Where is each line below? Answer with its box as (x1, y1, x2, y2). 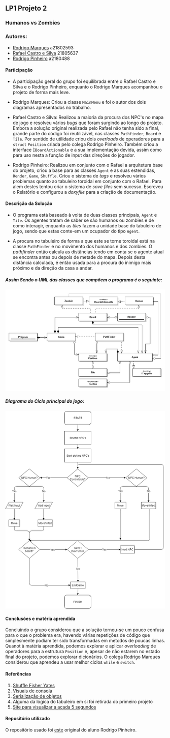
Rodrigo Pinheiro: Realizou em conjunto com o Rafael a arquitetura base (12, 162, 163, 168)
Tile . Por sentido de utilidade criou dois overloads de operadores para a (12, 136, 164, 142)
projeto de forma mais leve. (12, 89, 70, 95)
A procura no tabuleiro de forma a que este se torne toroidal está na (12, 238, 155, 244)
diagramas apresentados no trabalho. (12, 104, 91, 110)
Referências (5, 671, 31, 677)
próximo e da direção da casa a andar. (12, 265, 93, 271)
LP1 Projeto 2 (5, 4, 47, 13)
